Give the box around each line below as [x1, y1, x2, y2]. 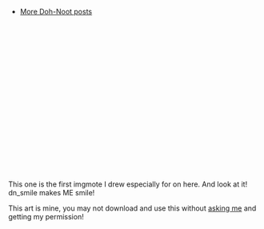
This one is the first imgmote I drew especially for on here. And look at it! [8, 179, 248, 189]
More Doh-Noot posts [19, 7, 93, 16]
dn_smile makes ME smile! [8, 188, 95, 197]
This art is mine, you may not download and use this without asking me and [8, 203, 257, 213]
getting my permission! [8, 212, 84, 221]
